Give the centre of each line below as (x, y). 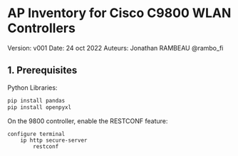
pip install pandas (36, 100)
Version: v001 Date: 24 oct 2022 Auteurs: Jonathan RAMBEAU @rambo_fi (115, 48)
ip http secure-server (54, 140)
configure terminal (36, 134)
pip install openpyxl (40, 107)
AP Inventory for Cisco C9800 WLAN (119, 13)
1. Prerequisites (42, 70)
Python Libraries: (32, 88)
